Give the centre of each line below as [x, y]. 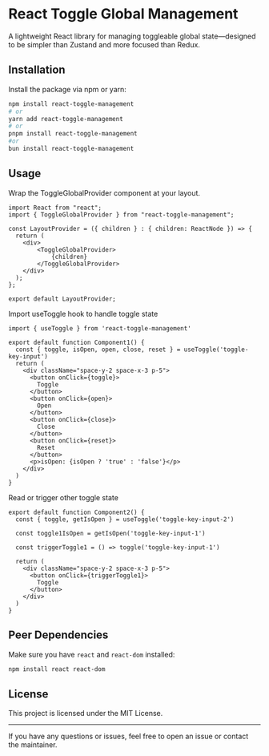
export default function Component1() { [77, 342]
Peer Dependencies [58, 635]
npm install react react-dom [57, 669]
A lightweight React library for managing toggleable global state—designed [132, 36]
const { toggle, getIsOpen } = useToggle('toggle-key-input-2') [125, 519]
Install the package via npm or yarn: [67, 89]
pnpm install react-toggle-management [73, 134]
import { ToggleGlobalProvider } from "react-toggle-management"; [121, 214]
